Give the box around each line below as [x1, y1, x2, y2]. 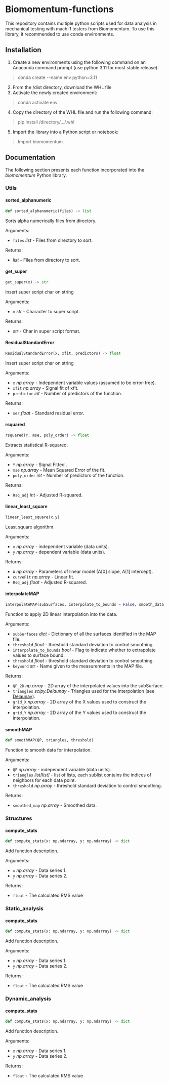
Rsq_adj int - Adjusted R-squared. [12, 492, 83, 498]
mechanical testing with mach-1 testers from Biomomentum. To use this [5, 25, 155, 31]
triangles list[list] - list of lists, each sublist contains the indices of [12, 772, 152, 778]
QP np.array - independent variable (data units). [12, 767, 111, 773]
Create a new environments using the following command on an [12, 59, 146, 65]
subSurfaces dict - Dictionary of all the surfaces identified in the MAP [12, 631, 156, 637]
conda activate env [17, 99, 58, 105]
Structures [5, 815, 32, 822]
